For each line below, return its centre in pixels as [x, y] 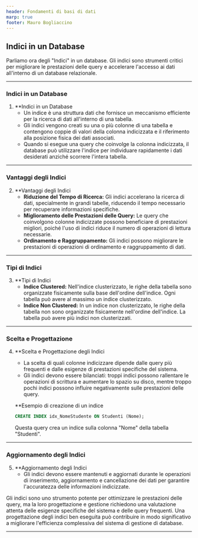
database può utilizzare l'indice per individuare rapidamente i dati [103, 150]
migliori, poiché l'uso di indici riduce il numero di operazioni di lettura [107, 228]
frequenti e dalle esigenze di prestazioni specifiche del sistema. [101, 369]
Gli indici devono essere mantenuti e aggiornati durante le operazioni [107, 474]
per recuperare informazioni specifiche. [72, 209]
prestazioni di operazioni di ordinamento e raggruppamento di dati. [105, 247]
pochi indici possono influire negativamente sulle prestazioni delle [103, 388]
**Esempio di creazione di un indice [59, 406]
